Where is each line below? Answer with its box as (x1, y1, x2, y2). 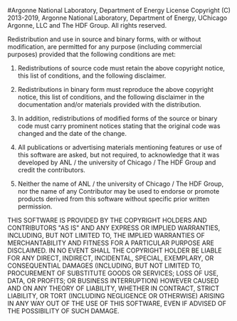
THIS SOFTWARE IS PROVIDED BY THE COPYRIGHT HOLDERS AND (7, 216, 208, 224)
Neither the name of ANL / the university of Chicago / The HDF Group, (17, 179, 224, 188)
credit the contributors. (17, 166, 85, 174)
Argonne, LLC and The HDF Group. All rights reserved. (7, 21, 167, 29)
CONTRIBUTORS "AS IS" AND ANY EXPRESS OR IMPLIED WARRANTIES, (7, 223, 221, 232)
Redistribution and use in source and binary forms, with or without (7, 35, 201, 43)
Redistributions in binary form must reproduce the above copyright (17, 85, 214, 93)
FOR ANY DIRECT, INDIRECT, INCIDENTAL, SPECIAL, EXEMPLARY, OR (7, 254, 214, 262)
